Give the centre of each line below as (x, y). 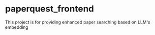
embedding (17, 27)
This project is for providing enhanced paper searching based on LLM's (78, 22)
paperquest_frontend (50, 9)
